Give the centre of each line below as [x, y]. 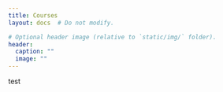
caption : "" [35, 52]
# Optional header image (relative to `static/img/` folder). [112, 37]
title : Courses [33, 15]
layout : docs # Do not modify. [61, 23]
